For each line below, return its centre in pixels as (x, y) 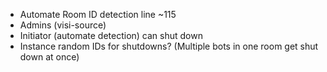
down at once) (49, 57)
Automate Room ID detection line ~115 (98, 14)
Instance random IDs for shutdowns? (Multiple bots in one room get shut (169, 46)
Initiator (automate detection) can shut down (111, 35)
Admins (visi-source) (63, 25)
